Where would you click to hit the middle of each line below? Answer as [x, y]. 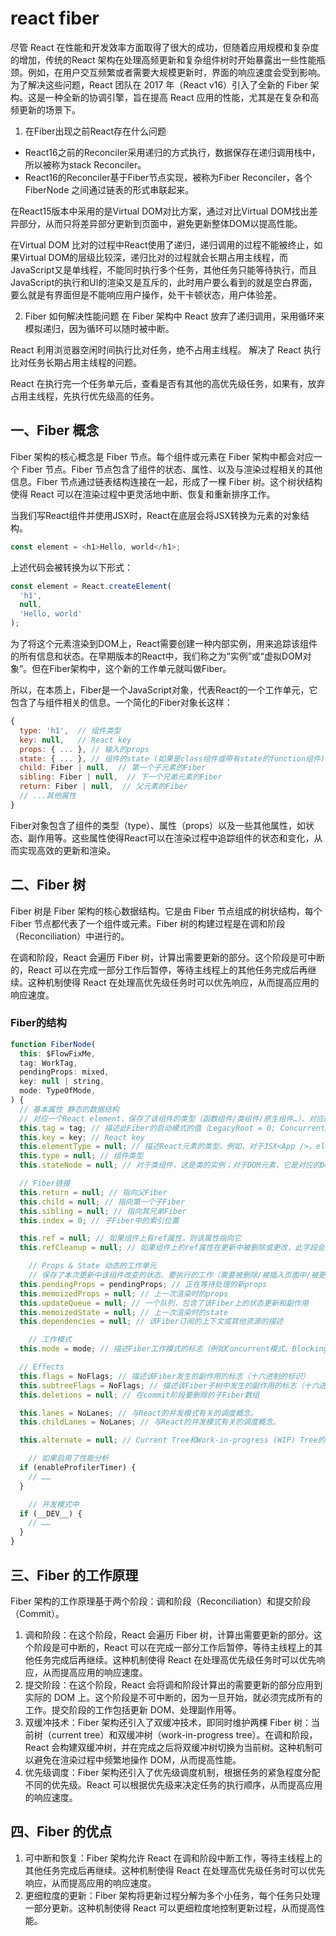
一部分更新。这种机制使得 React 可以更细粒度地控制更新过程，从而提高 [170, 1908]
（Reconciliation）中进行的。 [70, 936]
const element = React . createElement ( [91, 586]
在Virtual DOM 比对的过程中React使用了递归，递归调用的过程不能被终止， [162, 244]
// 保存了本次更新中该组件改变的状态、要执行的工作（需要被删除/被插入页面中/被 [173, 1275]
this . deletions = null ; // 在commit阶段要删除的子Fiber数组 [139, 1395]
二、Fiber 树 [48, 885]
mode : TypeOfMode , [58, 1091]
